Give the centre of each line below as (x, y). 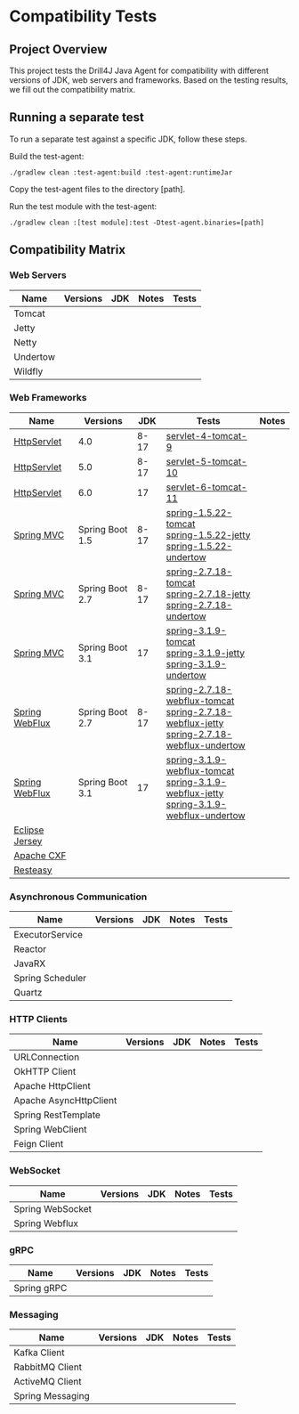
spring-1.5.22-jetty (208, 534)
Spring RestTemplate (57, 1115)
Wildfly (28, 371)
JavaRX (30, 963)
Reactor (30, 949)
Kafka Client (39, 1353)
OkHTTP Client (45, 1072)
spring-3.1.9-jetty (205, 653)
